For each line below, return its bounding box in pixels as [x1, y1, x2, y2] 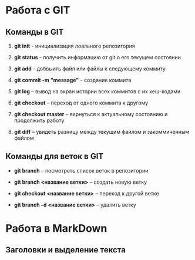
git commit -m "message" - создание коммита [14, 77, 132, 83]
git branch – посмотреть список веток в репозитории [14, 167, 149, 174]
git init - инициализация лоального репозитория [14, 42, 136, 49]
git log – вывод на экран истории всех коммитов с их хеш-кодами [14, 88, 181, 94]
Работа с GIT [5, 4, 70, 17]
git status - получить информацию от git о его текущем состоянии [14, 54, 181, 60]
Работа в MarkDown [5, 222, 107, 235]
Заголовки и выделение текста [5, 245, 126, 255]
